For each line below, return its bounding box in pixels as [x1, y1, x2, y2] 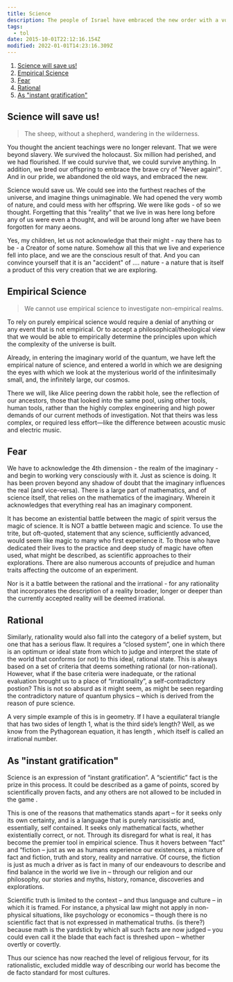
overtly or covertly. [7, 940, 61, 949]
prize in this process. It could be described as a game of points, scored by [7, 781, 220, 789]
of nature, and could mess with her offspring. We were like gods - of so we [7, 201, 221, 209]
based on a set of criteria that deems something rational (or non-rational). [7, 662, 218, 670]
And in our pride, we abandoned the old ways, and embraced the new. [7, 172, 208, 180]
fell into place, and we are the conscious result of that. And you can [7, 251, 200, 259]
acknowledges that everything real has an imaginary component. [7, 501, 193, 509]
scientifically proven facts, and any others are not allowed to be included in [7, 788, 222, 797]
